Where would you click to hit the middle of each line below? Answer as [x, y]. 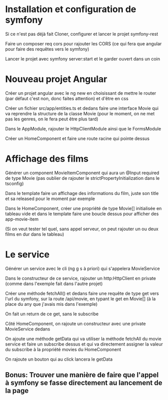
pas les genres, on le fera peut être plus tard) [52, 119]
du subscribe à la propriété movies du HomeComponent [63, 349]
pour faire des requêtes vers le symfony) [47, 49]
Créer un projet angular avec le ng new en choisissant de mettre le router [81, 93]
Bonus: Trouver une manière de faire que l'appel [82, 375]
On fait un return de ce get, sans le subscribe [52, 314]
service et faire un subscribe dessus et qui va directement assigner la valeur [84, 344]
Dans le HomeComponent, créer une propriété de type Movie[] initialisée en [83, 208]
